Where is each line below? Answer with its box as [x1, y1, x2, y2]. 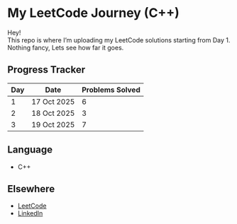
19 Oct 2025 [31, 119, 75, 129]
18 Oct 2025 [31, 108, 75, 118]
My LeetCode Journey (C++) [7, 5, 180, 21]
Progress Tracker [7, 64, 86, 76]
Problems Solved [81, 85, 140, 95]
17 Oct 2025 [31, 97, 75, 107]
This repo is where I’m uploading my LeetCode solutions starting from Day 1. [7, 35, 231, 44]
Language [7, 143, 53, 156]
